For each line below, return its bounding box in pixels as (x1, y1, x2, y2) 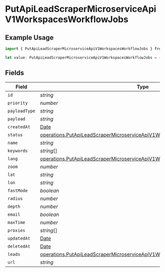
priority (7, 100, 28, 106)
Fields (5, 69, 25, 77)
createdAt (7, 124, 30, 129)
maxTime (7, 220, 26, 225)
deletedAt (7, 244, 30, 249)
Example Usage (5, 33, 54, 42)
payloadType (7, 108, 36, 114)
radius (7, 196, 23, 201)
